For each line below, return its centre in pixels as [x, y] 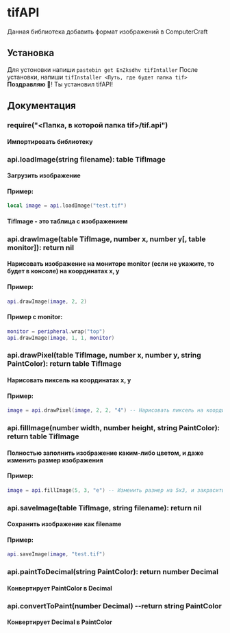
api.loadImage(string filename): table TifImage [86, 159]
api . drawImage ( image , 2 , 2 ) [47, 301]
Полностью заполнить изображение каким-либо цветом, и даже [105, 453]
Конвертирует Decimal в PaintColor [60, 622]
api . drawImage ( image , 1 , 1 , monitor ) [61, 338]
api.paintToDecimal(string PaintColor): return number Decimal [113, 572]
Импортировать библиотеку [50, 141]
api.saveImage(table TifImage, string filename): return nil [104, 508]
